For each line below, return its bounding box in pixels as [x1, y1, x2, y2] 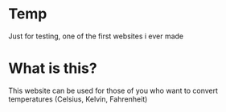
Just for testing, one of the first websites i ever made [8, 31, 184, 41]
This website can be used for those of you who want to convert [8, 86, 219, 95]
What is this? [8, 59, 98, 78]
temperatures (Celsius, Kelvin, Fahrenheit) [8, 94, 148, 104]
